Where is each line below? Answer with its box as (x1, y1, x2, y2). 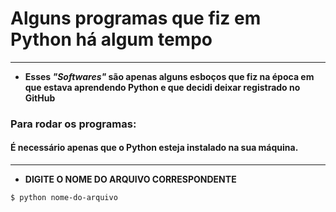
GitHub (24, 92, 56, 104)
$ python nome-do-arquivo (10, 193, 118, 203)
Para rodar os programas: (10, 117, 137, 131)
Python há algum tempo (10, 28, 213, 51)
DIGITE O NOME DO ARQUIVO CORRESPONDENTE (24, 173, 237, 186)
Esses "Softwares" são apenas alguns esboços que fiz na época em (24, 70, 315, 82)
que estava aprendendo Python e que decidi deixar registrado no (24, 81, 301, 93)
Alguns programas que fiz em (10, 7, 262, 30)
